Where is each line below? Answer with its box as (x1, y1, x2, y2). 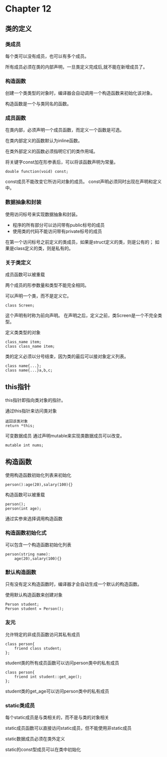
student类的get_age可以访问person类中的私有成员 (5, 688, 110, 694)
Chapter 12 (5, 3, 52, 15)
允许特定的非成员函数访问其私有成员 (5, 631, 80, 638)
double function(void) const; (5, 169, 69, 174)
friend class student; (14, 646, 62, 651)
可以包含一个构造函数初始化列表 (5, 541, 71, 547)
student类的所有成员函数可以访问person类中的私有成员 (5, 660, 119, 666)
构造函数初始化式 (5, 529, 47, 536)
